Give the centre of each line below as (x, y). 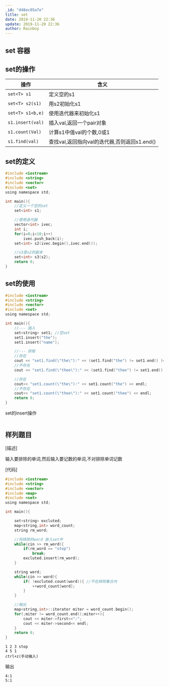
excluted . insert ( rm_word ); (52, 558)
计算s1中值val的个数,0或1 (79, 132)
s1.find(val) (23, 142)
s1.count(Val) (25, 132)
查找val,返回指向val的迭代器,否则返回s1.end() (102, 142)
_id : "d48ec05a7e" (24, 10)
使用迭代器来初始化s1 (74, 113)
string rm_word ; (31, 530)
